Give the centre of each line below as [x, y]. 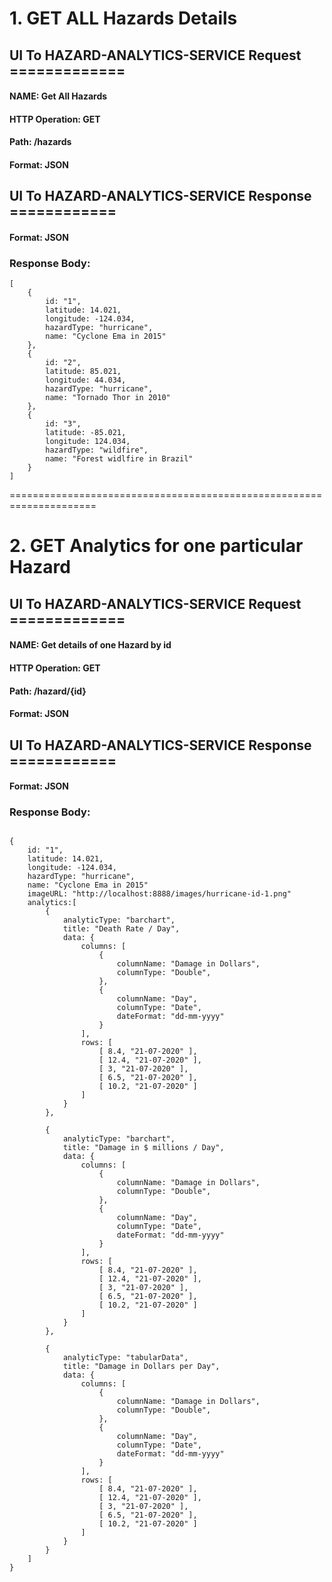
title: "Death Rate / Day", [121, 929]
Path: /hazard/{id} [48, 691]
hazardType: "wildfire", [97, 450]
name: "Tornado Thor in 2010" [108, 398]
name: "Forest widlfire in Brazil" [119, 459]
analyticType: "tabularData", [125, 1358]
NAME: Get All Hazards [58, 96]
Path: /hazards [40, 142]
